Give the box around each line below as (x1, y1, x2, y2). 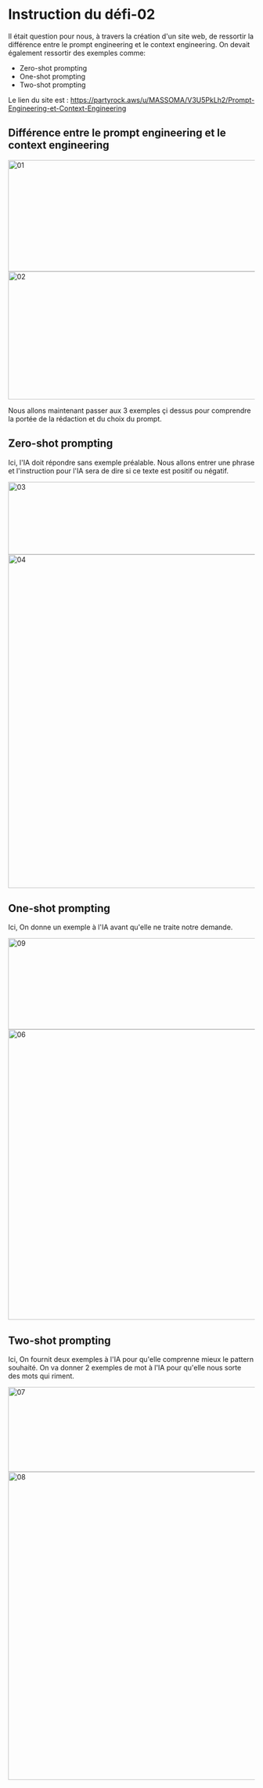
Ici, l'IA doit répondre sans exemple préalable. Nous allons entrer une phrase (8, 458, 255, 467)
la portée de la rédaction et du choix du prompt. (8, 414, 162, 423)
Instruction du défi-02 (8, 5, 156, 24)
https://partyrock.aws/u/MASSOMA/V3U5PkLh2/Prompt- (70, 95, 255, 104)
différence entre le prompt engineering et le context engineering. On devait (8, 39, 250, 49)
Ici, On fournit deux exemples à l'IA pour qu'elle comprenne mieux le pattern (8, 1355, 254, 1364)
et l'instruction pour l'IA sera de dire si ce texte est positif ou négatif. (8, 465, 229, 476)
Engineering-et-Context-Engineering (8, 104, 127, 113)
